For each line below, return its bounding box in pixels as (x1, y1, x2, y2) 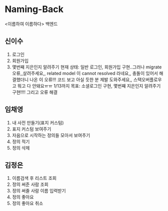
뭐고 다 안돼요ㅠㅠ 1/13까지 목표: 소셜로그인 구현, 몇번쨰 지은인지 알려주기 (17, 83, 161, 89)
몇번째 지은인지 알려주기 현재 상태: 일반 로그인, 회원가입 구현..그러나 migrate (12, 64, 162, 70)
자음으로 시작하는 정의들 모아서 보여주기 (12, 132, 91, 138)
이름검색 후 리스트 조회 (12, 175, 57, 181)
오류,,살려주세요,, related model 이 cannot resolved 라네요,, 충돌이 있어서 (12, 70, 158, 76)
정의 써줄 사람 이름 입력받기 (12, 188, 66, 194)
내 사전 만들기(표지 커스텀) (12, 119, 64, 125)
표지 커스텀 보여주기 (12, 126, 51, 132)
